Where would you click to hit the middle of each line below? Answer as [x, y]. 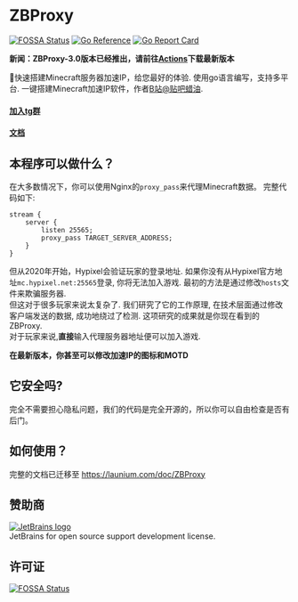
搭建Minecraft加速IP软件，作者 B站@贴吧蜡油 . [120, 88]
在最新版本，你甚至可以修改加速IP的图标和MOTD [99, 355]
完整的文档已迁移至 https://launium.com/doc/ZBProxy [108, 474]
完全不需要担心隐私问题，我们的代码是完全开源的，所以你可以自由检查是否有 [149, 409]
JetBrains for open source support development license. [113, 536]
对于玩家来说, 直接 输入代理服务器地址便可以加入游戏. [105, 336]
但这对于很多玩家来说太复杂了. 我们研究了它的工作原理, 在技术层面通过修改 [146, 305]
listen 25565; [67, 230]
